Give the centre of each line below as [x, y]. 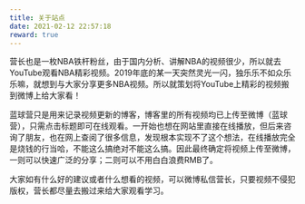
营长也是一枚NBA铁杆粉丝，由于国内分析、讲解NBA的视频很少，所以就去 [145, 62]
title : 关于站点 [37, 18]
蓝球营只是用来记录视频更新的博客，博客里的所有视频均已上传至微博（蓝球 [148, 115]
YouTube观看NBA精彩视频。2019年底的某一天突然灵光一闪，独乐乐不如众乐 [151, 73]
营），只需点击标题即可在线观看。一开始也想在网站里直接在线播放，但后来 [147, 126]
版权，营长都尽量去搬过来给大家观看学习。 [89, 190]
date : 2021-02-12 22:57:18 [60, 26]
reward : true [34, 34]
